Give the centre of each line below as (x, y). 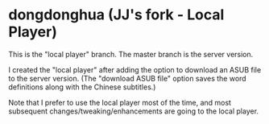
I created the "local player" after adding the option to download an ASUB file (135, 69)
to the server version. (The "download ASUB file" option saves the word (128, 78)
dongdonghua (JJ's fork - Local (116, 15)
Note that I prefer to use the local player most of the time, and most (120, 102)
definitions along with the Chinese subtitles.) (82, 87)
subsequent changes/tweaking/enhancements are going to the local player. (134, 111)
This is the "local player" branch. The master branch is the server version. (131, 54)
